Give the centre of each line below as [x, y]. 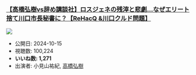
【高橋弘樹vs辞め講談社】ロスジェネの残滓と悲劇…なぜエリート [98, 9]
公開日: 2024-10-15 [38, 43]
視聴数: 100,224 [34, 51]
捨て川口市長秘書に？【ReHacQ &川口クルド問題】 [79, 18]
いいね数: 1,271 [33, 58]
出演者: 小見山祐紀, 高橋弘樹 [49, 66]
